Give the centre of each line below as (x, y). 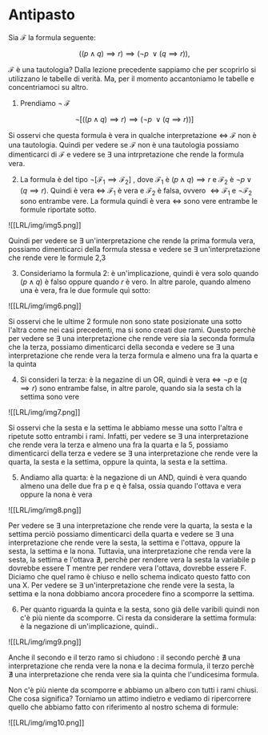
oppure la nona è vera (56, 494)
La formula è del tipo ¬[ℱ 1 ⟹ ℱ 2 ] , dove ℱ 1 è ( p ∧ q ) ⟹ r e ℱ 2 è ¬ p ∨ (136, 180)
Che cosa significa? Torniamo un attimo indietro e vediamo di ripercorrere (130, 698)
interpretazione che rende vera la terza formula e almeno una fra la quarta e (133, 355)
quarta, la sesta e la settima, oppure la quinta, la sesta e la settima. (118, 461)
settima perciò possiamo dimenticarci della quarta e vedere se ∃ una (121, 534)
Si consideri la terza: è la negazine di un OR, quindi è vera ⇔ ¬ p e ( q (134, 380)
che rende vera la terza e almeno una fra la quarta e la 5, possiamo (118, 445)
